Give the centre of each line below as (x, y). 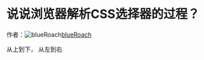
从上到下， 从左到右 (34, 49)
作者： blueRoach (49, 34)
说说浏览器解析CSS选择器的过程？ (103, 14)
